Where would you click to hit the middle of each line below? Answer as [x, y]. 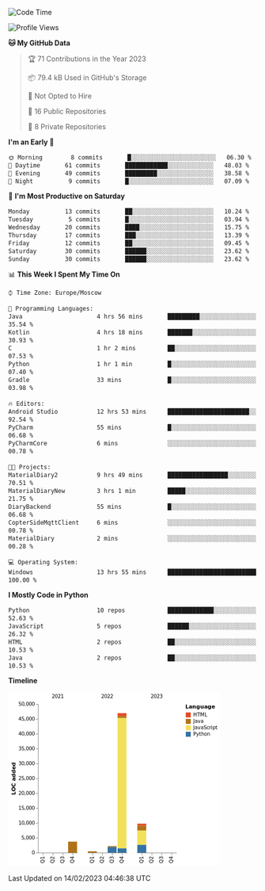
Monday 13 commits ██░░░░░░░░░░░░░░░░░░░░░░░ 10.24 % [129, 212]
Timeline [23, 681]
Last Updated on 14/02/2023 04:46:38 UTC [79, 878]
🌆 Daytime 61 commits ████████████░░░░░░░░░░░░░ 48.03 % [129, 166]
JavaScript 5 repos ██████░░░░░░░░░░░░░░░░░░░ [132, 626]
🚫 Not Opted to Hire [60, 96]
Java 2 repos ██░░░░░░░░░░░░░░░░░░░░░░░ [132, 658]
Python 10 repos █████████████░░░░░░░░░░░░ [132, 610]
